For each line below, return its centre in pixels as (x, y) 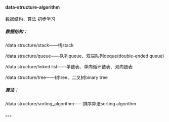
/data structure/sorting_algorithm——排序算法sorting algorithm (71, 104)
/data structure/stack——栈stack (39, 45)
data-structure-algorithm (33, 7)
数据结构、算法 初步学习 (30, 19)
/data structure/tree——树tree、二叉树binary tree (56, 77)
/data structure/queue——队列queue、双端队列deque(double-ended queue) (85, 56)
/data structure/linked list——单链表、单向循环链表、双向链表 (69, 67)
